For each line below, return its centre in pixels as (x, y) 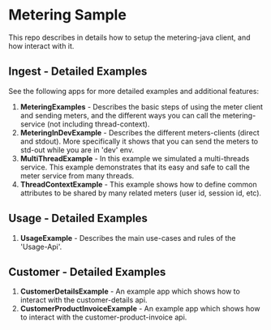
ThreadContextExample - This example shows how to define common (138, 184)
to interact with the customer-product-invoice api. (103, 317)
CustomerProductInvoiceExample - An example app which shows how (140, 309)
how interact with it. (41, 45)
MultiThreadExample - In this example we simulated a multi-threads (135, 158)
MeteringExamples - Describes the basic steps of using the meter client (142, 106)
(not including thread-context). (99, 124)
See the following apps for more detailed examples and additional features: (134, 91)
